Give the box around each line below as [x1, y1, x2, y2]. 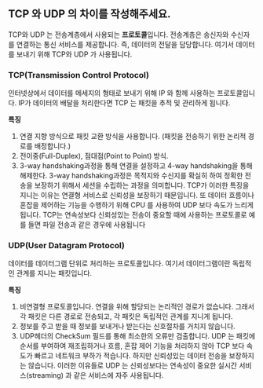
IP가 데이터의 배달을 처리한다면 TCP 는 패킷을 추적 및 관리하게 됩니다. [18, 98, 231, 108]
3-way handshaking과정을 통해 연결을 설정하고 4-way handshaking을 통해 [19, 161, 253, 170]
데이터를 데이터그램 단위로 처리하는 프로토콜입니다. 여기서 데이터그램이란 [8, 258, 231, 269]
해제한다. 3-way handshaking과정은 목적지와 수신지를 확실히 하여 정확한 [19, 171, 243, 181]
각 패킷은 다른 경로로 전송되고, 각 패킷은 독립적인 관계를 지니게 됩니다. [19, 312, 233, 321]
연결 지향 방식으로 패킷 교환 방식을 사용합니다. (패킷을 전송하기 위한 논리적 [19, 132, 247, 141]
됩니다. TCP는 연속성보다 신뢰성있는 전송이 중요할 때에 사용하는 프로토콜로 [19, 210, 247, 220]
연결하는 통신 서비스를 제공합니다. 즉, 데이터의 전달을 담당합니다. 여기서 [16, 39, 234, 49]
